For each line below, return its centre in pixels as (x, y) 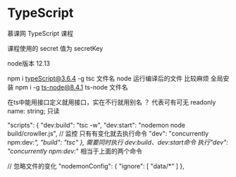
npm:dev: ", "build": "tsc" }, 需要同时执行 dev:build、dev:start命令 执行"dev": (118, 142)
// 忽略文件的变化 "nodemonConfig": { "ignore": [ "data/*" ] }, (96, 166)
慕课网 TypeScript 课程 (41, 33)
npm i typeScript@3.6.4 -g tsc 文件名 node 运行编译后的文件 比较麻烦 (108, 78)
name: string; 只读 (33, 111)
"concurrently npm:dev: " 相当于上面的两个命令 (75, 151)
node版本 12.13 (29, 63)
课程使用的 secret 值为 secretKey (55, 48)
